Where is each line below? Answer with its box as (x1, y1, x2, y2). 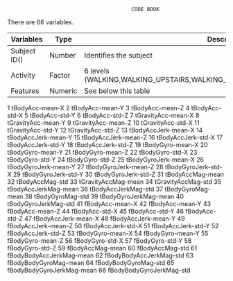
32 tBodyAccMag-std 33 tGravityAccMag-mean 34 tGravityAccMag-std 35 (7, 178, 222, 186)
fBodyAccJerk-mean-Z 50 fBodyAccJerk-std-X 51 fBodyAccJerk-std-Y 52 (7, 222, 220, 230)
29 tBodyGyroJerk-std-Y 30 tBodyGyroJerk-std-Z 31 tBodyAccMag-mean (12, 170, 224, 178)
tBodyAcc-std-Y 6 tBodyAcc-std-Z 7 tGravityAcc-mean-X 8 (30, 111, 200, 119)
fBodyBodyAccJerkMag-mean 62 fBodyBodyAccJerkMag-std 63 (7, 251, 194, 259)
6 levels (84, 66, 110, 76)
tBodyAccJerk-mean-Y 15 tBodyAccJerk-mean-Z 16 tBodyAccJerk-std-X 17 (7, 133, 223, 142)
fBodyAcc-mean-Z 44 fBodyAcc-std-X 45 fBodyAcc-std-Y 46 (7, 207, 184, 215)
